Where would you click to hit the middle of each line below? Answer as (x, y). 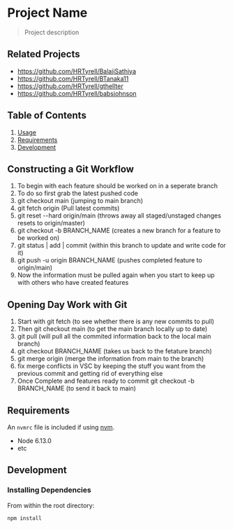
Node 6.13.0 (34, 441)
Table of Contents (47, 116)
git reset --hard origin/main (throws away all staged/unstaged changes (119, 216)
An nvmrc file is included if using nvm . (61, 427)
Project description (52, 32)
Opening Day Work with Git (67, 305)
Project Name (47, 13)
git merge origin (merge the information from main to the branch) (111, 359)
